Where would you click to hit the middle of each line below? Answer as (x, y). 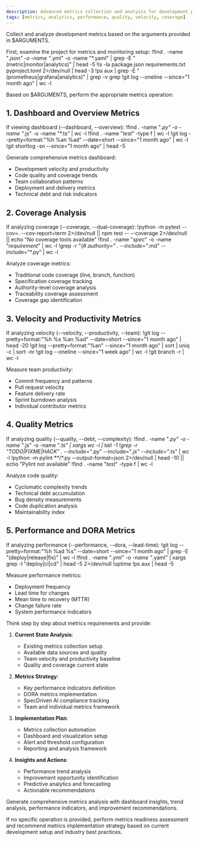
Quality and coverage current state (66, 665)
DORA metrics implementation (60, 694)
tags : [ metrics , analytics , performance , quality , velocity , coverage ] (96, 17)
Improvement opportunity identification (71, 777)
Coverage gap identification (48, 300)
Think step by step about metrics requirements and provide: (79, 623)
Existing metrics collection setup (63, 646)
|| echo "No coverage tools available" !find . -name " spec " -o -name (89, 239)
